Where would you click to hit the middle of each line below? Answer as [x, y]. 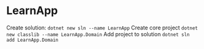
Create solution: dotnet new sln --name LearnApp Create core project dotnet [102, 28]
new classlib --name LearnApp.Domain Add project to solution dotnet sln [98, 34]
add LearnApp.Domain [33, 40]
